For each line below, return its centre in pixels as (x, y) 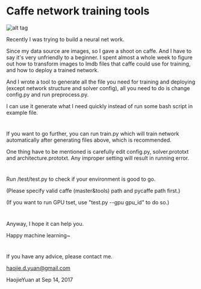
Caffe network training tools (78, 11)
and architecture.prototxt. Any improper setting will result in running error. (98, 158)
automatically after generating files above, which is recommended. (89, 140)
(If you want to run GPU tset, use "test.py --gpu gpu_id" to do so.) (88, 202)
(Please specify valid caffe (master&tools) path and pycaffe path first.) (93, 191)
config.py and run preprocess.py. (48, 94)
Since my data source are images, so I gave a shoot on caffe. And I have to (99, 51)
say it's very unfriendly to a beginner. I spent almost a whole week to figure (99, 57)
